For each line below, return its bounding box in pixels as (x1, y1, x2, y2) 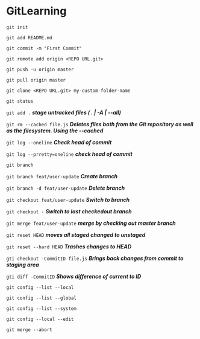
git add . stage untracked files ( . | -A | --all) (6, 109, 122, 116)
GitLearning (6, 4, 67, 18)
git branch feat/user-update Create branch (6, 172, 118, 179)
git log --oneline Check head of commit (6, 138, 112, 146)
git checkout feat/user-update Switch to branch (6, 196, 130, 203)
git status (6, 98, 34, 104)
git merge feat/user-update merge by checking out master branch (6, 219, 176, 227)
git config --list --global (6, 295, 77, 301)
